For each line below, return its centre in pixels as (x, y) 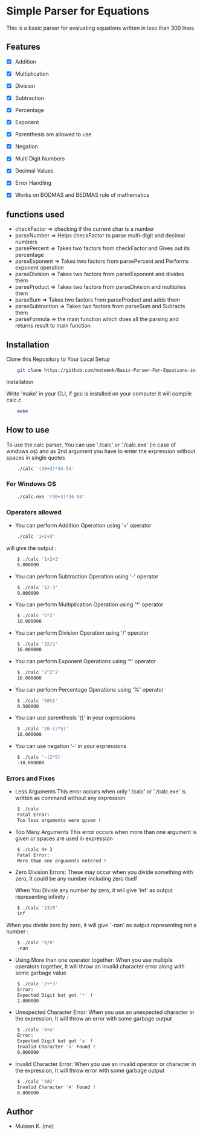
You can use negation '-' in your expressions (71, 746)
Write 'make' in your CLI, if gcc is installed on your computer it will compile (99, 394)
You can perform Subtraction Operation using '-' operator (87, 576)
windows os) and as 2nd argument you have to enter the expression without (101, 451)
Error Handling (33, 183)
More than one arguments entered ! (62, 861)
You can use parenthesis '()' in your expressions (75, 718)
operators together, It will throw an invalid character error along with (100, 966)
